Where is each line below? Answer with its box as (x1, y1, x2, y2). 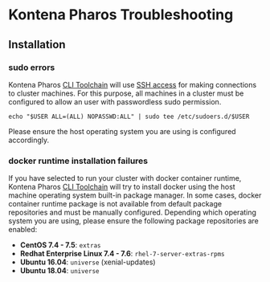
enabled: (8, 225, 38, 235)
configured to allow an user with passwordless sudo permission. (8, 96, 222, 106)
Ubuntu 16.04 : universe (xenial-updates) (19, 257, 156, 267)
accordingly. (8, 135, 50, 145)
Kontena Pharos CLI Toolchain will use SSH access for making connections (8, 80, 257, 89)
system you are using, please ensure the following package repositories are (8, 216, 260, 226)
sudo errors (8, 62, 55, 73)
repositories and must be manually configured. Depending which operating (8, 207, 257, 218)
